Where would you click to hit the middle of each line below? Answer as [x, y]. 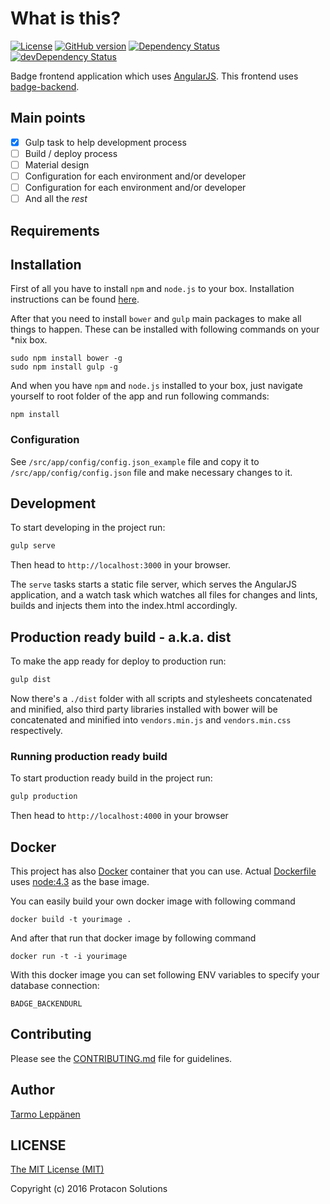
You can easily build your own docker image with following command [153, 901]
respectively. [36, 730]
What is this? [66, 18]
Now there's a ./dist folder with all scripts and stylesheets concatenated [161, 698]
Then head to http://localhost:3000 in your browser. [120, 565]
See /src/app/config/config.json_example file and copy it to [135, 461]
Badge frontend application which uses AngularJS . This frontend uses [154, 76]
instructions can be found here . [75, 299]
